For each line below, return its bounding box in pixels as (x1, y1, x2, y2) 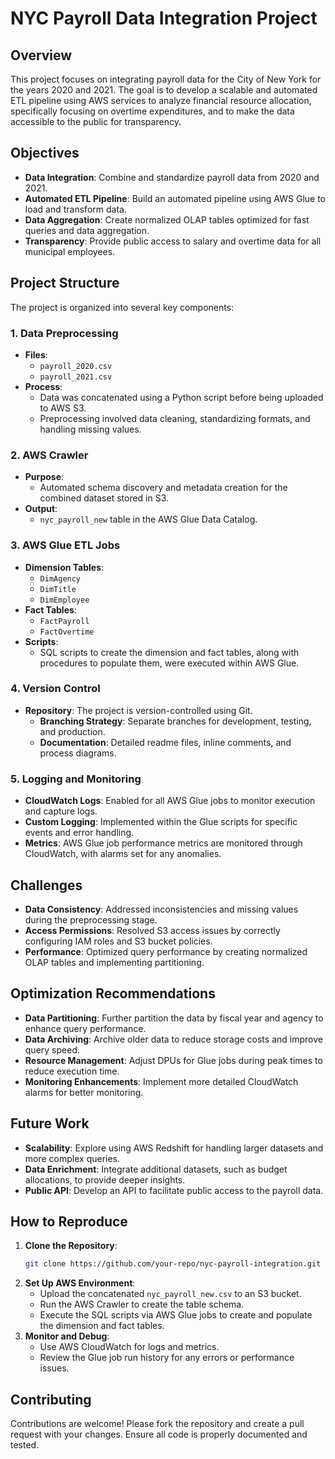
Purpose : (24, 471, 65, 483)
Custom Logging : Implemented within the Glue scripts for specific (24, 816, 298, 828)
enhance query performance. (24, 1022, 147, 1034)
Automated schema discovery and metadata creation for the (39, 482, 288, 494)
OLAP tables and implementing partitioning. (24, 956, 205, 968)
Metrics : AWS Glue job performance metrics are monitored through (24, 837, 303, 849)
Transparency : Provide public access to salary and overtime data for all (24, 235, 322, 247)
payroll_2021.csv (39, 372, 113, 382)
